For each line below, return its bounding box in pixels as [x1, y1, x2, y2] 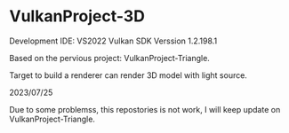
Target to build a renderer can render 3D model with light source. [9, 69, 247, 81]
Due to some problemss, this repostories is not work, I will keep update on [9, 104, 281, 114]
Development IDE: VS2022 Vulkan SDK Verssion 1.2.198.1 [9, 35, 218, 46]
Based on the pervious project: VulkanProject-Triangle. [9, 52, 211, 63]
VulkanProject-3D [9, 6, 145, 27]
